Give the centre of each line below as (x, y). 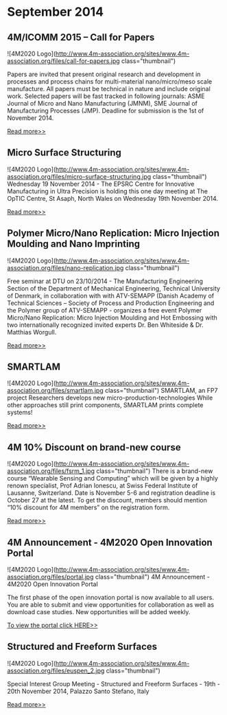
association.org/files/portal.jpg (50, 577)
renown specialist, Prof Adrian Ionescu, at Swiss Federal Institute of (103, 486)
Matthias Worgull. (32, 332)
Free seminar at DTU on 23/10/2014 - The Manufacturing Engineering (105, 281)
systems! (20, 413)
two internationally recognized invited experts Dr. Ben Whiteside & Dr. (105, 325)
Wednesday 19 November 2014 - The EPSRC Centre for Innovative (101, 184)
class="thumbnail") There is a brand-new (154, 471)
